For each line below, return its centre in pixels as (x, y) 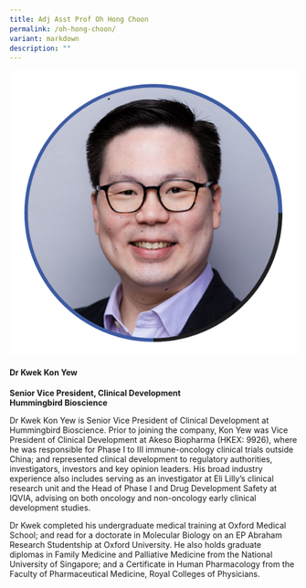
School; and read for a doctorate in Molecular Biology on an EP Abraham (146, 535)
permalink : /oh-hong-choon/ (63, 29)
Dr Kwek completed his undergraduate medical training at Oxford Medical (148, 525)
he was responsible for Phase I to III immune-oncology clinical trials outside (152, 449)
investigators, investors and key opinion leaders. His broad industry (136, 468)
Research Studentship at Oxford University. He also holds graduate (136, 544)
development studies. (50, 508)
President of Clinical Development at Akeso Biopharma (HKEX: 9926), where (153, 439)
